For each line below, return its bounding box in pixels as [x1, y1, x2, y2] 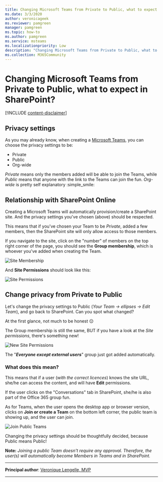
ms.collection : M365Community [5, 52, 66, 57]
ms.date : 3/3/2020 [5, 12, 42, 17]
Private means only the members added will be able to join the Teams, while [5, 171, 157, 178]
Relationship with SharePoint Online [5, 196, 116, 204]
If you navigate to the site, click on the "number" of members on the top [5, 238, 149, 244]
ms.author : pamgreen [5, 35, 47, 39]
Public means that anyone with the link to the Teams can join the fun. [5, 177, 143, 182]
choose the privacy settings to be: [5, 142, 73, 148]
